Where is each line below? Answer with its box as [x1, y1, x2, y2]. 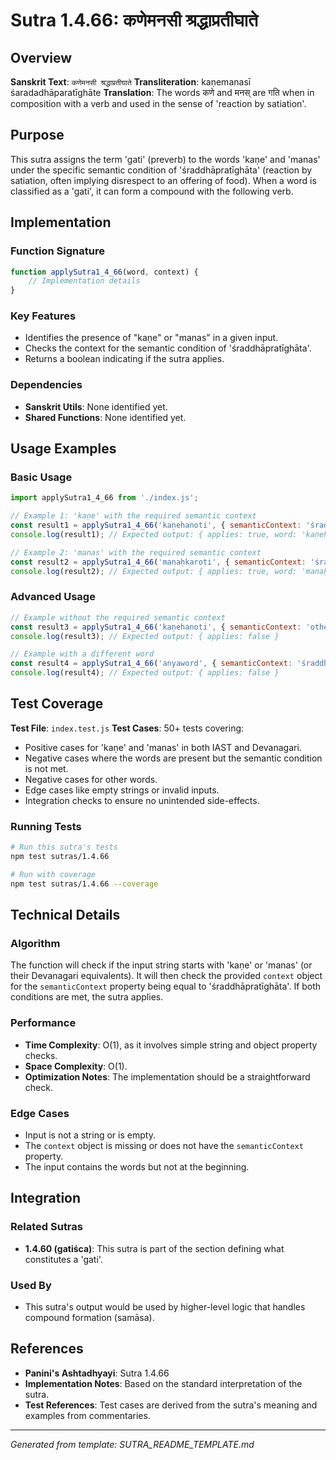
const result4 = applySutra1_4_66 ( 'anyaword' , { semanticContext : [10, 659, 293, 669]
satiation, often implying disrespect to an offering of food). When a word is [10, 174, 317, 186]
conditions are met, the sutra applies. [10, 991, 164, 1003]
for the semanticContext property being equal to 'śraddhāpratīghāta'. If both [10, 980, 322, 993]
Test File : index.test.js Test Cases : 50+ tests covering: [10, 722, 245, 734]
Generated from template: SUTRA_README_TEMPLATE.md [10, 1438, 255, 1450]
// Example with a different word [10, 649, 155, 659]
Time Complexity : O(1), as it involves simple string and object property [24, 1039, 318, 1051]
